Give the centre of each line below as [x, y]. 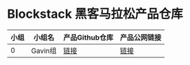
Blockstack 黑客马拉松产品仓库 [95, 14]
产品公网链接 [141, 37]
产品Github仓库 [88, 37]
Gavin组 [44, 51]
